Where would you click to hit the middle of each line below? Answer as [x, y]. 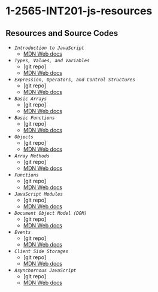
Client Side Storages [41, 251]
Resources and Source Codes [62, 33]
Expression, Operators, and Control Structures [75, 80]
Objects [24, 137]
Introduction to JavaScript [49, 48]
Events [22, 232]
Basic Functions [34, 118]
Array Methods [32, 156]
